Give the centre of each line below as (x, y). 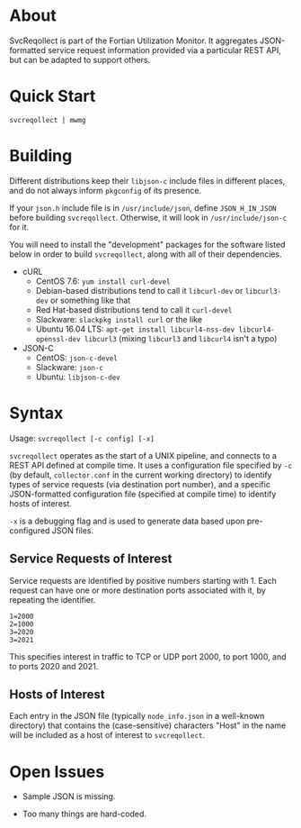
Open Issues (57, 772)
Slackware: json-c (69, 367)
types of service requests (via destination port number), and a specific (140, 484)
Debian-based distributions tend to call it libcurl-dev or (139, 290)
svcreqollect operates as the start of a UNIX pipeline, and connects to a (143, 455)
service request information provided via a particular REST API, (164, 50)
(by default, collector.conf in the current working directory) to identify (141, 475)
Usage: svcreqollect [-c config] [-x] (82, 438)
